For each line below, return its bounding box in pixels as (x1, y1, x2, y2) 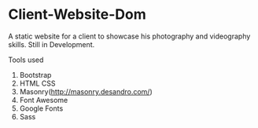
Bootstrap (19, 70, 52, 79)
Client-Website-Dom (8, 5, 147, 24)
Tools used (8, 55, 44, 64)
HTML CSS (19, 79, 56, 88)
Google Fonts (19, 104, 64, 113)
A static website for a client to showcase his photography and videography (8, 31, 251, 41)
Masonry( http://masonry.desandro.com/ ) (19, 86, 153, 96)
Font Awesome (19, 95, 68, 104)
